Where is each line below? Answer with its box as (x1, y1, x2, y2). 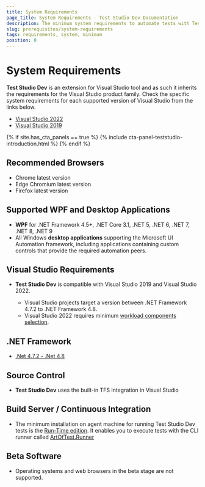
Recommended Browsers (6, 158, 105, 168)
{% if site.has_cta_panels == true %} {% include (6, 133, 128, 141)
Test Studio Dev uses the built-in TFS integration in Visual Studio (15, 386, 179, 394)
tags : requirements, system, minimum (6, 32, 103, 38)
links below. (6, 103, 36, 111)
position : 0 (6, 37, 37, 43)
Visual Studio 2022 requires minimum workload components (24, 312, 177, 320)
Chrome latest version (15, 174, 71, 181)
